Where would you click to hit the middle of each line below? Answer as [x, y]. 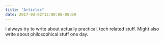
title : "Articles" [25, 10]
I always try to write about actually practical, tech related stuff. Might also [82, 28]
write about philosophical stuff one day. [47, 34]
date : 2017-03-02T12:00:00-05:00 [41, 14]
